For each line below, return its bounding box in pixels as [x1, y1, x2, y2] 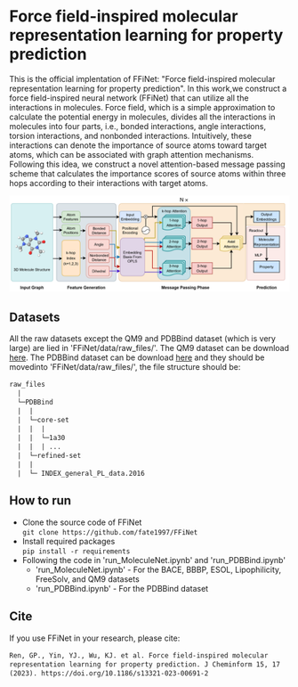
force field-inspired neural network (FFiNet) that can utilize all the [9, 92, 249, 103]
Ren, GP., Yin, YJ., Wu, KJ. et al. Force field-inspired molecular [9, 650, 269, 660]
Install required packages [21, 536, 116, 546]
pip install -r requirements [21, 546, 131, 556]
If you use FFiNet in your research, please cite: [9, 633, 181, 643]
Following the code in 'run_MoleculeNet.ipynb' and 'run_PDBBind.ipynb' [21, 554, 286, 565]
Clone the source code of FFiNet [21, 517, 142, 528]
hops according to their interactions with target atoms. [9, 177, 209, 188]
